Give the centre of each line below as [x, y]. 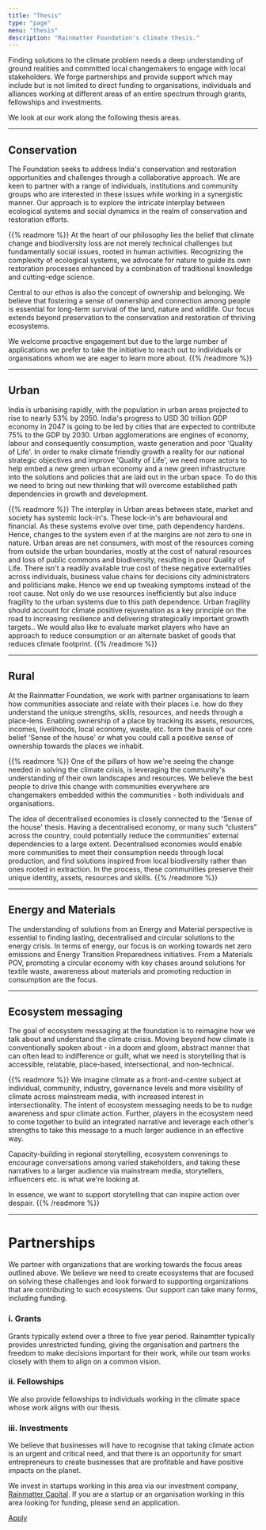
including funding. [38, 1298]
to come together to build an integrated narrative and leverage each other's [131, 1122]
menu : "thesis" [33, 30]
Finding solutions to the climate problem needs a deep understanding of [126, 60]
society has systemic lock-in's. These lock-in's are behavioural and [118, 517]
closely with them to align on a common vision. [85, 1361]
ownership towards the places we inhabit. [76, 746]
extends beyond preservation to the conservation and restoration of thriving [132, 318]
